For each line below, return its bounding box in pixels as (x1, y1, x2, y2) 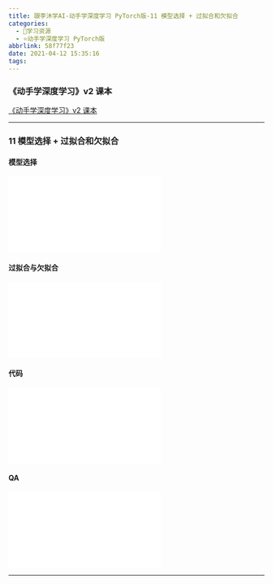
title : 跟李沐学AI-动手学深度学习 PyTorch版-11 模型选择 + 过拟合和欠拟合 (8, 11, 239, 20)
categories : (8, 19, 49, 28)
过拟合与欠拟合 (8, 262, 58, 272)
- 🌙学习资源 (15, 27, 51, 35)
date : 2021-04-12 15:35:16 (8, 50, 100, 58)
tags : (8, 58, 27, 66)
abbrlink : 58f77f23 (8, 42, 75, 50)
